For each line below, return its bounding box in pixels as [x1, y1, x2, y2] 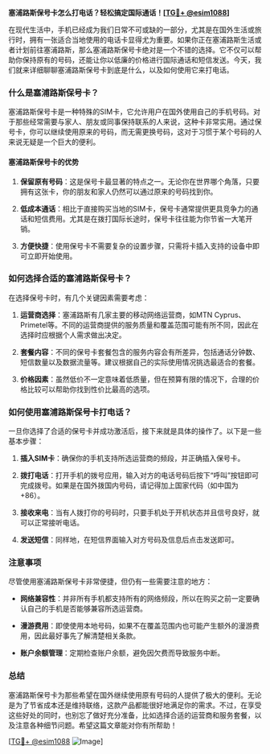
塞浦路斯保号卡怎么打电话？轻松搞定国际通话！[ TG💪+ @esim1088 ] [8, 8, 231, 17]
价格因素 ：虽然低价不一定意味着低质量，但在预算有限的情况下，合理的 [19, 374, 253, 384]
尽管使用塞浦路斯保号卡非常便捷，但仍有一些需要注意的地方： [8, 577, 213, 587]
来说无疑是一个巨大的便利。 [8, 137, 100, 147]
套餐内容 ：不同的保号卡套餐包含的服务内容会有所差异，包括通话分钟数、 [19, 347, 260, 356]
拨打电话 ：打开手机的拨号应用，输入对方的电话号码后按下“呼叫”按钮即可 [19, 471, 260, 480]
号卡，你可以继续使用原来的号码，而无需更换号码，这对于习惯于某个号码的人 [8, 127, 262, 137]
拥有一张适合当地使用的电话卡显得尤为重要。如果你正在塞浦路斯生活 [29, 35, 255, 44]
